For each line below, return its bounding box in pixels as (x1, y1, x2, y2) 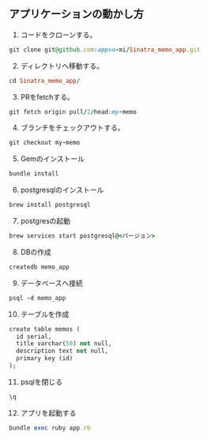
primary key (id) (16, 355, 74, 363)
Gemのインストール (20, 154, 85, 164)
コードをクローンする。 (20, 30, 97, 39)
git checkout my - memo (9, 139, 81, 147)
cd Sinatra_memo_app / (9, 77, 81, 85)
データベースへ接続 (20, 278, 84, 288)
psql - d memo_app (9, 294, 66, 302)
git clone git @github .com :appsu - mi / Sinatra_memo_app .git (9, 46, 201, 54)
